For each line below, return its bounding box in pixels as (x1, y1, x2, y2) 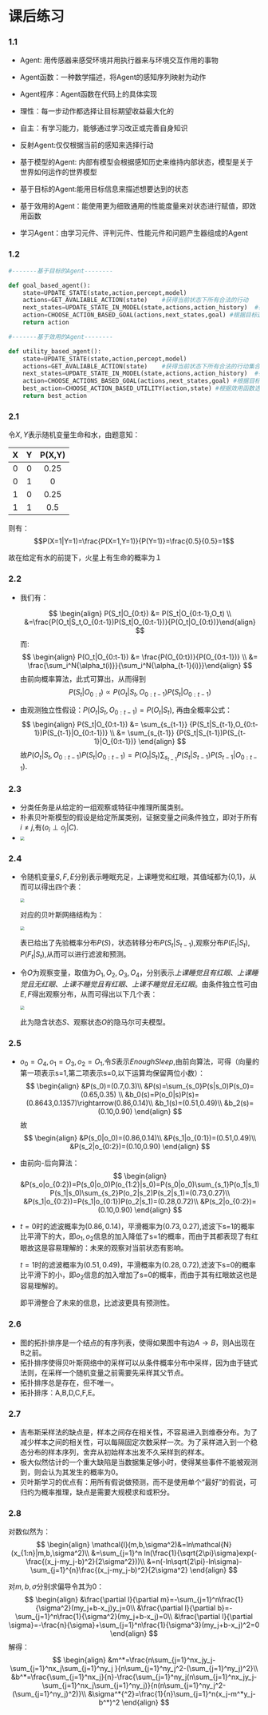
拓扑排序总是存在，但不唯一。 (19, 1378, 118, 1387)
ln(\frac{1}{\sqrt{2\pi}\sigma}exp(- (144, 1548, 258, 1558)
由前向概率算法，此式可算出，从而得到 (19, 674, 146, 683)
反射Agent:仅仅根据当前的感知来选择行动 (19, 141, 154, 150)
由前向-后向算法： (19, 1158, 80, 1168)
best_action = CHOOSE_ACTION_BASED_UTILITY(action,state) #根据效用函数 (22, 384, 255, 392)
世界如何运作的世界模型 (19, 167, 97, 177)
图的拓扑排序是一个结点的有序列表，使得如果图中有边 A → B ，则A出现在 (19, 1338, 256, 1347)
